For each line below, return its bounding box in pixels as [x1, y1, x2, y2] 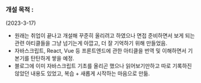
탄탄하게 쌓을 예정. [30, 55, 75, 62]
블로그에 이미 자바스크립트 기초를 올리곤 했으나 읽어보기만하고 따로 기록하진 [14, 62, 193, 70]
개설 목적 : [5, 5, 34, 13]
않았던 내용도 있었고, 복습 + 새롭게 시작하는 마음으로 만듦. [14, 70, 150, 77]
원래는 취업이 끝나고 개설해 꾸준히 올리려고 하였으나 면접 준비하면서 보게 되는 [14, 32, 196, 39]
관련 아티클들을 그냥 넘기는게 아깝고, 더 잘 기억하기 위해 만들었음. [14, 39, 167, 47]
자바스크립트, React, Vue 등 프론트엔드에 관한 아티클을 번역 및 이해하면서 [14, 47, 187, 55]
